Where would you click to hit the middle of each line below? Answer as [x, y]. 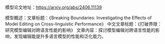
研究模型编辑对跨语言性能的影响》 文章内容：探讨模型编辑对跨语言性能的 [80, 30]
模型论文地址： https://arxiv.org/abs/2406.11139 [53, 7]
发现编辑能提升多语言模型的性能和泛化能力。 [60, 36]
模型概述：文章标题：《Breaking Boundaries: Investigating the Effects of [78, 18]
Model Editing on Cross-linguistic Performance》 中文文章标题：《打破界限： [83, 24]
